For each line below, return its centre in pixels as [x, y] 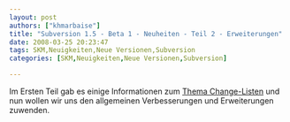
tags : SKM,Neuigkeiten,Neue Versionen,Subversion [103, 50]
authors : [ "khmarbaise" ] [55, 26]
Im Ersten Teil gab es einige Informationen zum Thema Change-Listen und [145, 91]
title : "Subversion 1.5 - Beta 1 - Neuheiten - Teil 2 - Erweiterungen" [146, 34]
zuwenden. [30, 110]
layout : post [33, 17]
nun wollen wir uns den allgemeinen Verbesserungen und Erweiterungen [141, 101]
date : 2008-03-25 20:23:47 [59, 42]
